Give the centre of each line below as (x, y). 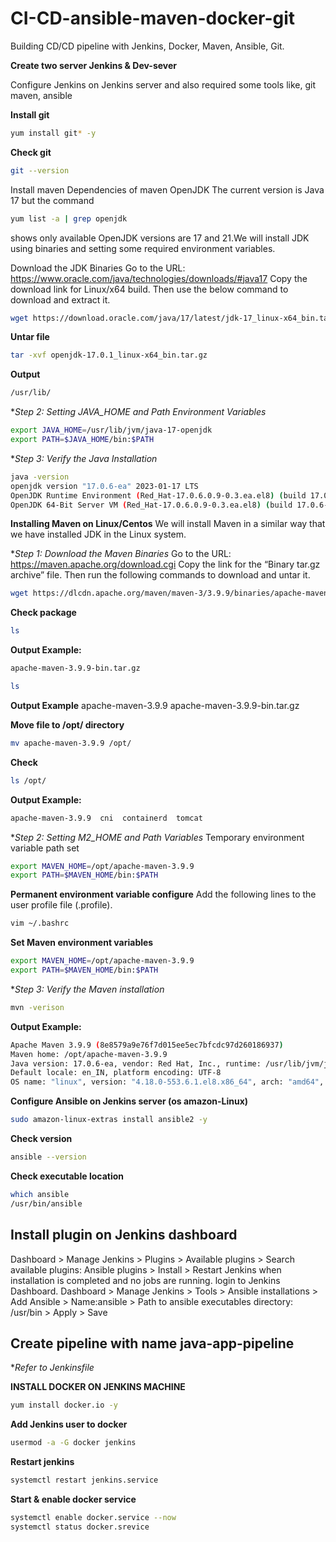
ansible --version (48, 1157)
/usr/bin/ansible (46, 1203)
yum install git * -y (53, 133)
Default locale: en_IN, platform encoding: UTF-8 (116, 1073)
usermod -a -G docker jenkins (73, 1443)
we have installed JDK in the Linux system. (98, 534)
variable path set (45, 848)
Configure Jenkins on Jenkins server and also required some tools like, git (163, 84)
